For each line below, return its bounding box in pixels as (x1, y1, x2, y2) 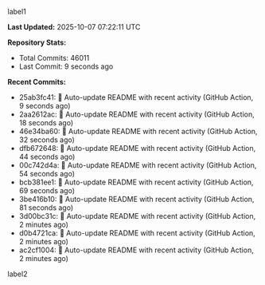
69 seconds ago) (18, 186, 76, 195)
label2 (7, 269, 28, 279)
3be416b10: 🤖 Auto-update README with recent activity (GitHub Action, (18, 195, 255, 204)
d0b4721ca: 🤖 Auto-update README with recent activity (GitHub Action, (18, 228, 255, 238)
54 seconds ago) (18, 169, 75, 178)
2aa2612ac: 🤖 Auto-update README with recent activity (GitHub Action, (18, 109, 255, 119)
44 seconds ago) (18, 152, 76, 161)
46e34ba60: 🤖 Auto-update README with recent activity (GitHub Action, (18, 127, 258, 136)
